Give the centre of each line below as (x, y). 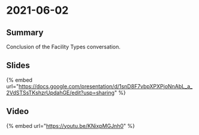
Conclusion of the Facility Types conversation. (64, 47)
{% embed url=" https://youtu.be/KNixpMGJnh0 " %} (70, 125)
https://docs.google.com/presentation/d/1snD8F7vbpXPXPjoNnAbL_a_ (105, 86)
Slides (18, 65)
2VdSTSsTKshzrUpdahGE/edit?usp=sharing (61, 93)
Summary (25, 33)
